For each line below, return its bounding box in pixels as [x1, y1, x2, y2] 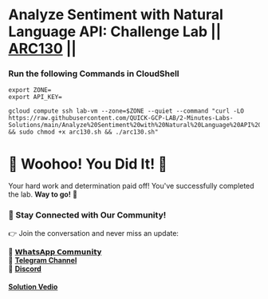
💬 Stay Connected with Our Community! [8, 209, 167, 221]
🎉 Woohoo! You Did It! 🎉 [8, 154, 167, 173]
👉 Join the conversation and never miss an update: [8, 228, 179, 237]
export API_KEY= [8, 94, 62, 102]
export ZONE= [8, 86, 52, 94]
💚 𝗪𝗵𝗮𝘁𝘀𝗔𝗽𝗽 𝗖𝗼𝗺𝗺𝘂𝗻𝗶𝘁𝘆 [8, 246, 102, 257]
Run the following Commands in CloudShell [8, 68, 179, 79]
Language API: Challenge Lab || [8, 22, 222, 41]
